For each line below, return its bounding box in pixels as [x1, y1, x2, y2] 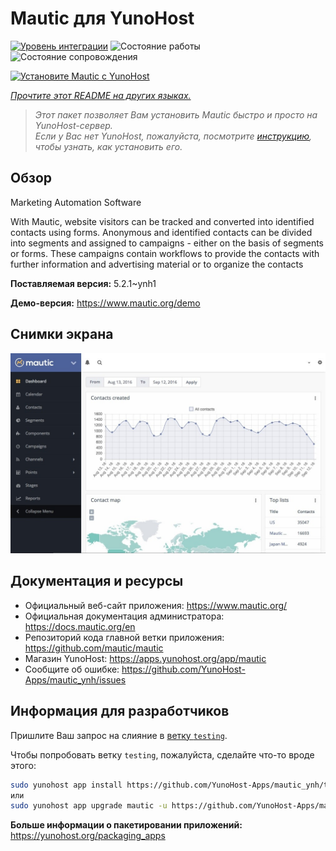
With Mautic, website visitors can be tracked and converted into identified [10, 215, 315, 227]
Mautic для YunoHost [10, 7, 195, 30]
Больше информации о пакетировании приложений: [10, 819, 243, 831]
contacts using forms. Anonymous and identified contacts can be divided [10, 226, 313, 238]
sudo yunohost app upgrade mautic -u [10, 801, 168, 811]
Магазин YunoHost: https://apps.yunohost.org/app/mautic [24, 652, 267, 664]
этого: [10, 759, 37, 771]
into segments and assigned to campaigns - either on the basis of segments [10, 237, 325, 249]
